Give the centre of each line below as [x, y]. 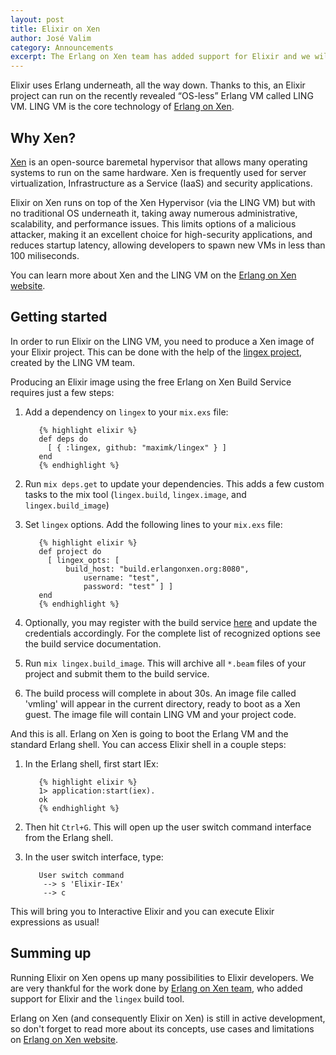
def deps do [63, 439]
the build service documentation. [93, 643]
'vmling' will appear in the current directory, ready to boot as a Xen [162, 703]
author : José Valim [51, 38]
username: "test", [121, 577]
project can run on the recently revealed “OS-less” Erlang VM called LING [162, 96]
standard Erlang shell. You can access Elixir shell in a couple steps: [148, 744]
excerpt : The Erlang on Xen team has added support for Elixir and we [160, 57]
